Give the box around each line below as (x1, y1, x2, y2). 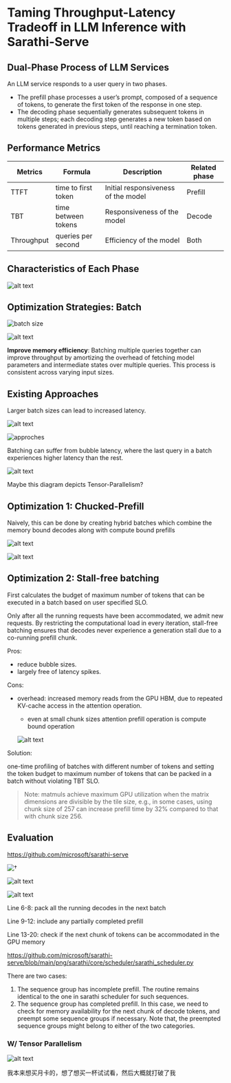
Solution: (7, 748, 32, 757)
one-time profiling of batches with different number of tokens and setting (7, 762, 214, 770)
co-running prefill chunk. (7, 633, 78, 642)
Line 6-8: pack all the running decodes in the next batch (7, 903, 166, 912)
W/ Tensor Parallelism (7, 1038, 82, 1048)
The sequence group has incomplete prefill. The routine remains (16, 985, 199, 993)
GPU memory (7, 938, 46, 946)
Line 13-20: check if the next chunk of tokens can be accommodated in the (7, 930, 220, 938)
